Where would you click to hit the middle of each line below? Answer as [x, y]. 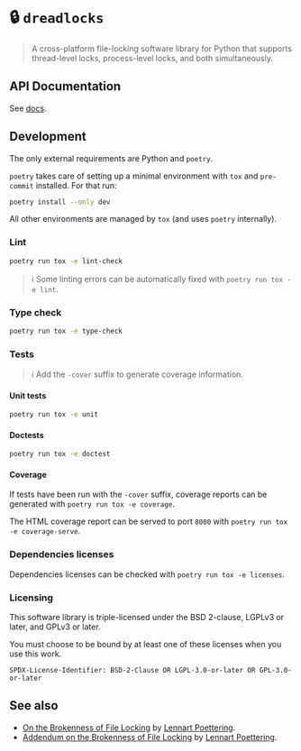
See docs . [28, 108]
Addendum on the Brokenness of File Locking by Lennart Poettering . [150, 737]
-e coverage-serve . [45, 531]
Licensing [32, 598]
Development [48, 137]
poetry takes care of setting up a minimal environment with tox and [134, 176]
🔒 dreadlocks [57, 18]
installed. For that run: [76, 185]
